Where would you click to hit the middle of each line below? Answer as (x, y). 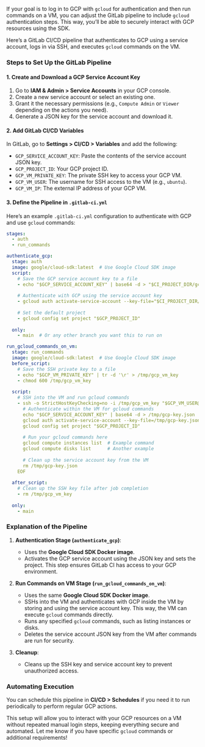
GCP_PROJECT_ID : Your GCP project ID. (62, 169)
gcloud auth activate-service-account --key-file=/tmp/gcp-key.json (111, 420)
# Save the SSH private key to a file (67, 369)
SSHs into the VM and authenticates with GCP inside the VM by (104, 602)
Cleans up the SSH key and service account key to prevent (98, 664)
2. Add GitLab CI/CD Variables (45, 130)
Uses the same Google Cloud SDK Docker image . (87, 595)
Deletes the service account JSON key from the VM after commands (110, 634)
